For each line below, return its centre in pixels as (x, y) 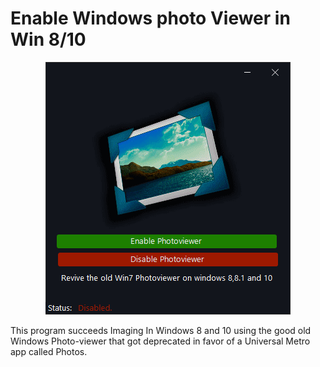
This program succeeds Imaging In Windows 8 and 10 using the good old (161, 330)
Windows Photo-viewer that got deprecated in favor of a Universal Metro (160, 341)
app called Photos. (49, 351)
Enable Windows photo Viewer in (150, 18)
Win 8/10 (48, 39)
